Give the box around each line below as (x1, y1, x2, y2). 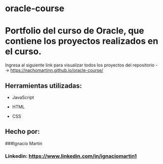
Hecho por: (5, 127, 40, 136)
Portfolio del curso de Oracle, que (5, 25, 144, 37)
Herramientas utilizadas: (5, 82, 82, 90)
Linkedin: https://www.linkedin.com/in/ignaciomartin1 (5, 152, 137, 159)
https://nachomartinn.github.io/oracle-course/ (10, 67, 104, 73)
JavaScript (12, 94, 34, 100)
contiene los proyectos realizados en (5, 36, 159, 47)
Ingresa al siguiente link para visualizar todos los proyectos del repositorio (5, 62, 155, 68)
